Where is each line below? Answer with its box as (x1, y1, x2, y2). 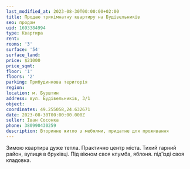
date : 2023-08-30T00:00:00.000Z (6, 112, 85, 118)
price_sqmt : (6, 63, 35, 69)
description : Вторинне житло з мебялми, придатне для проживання (6, 128, 169, 134)
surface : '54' (6, 47, 41, 53)
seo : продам (6, 19, 35, 25)
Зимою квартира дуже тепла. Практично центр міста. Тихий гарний (6, 144, 177, 151)
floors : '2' (6, 74, 35, 80)
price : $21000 (6, 57, 41, 63)
